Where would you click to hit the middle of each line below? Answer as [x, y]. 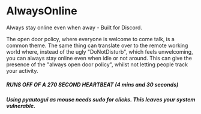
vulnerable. [21, 106]
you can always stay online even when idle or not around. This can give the [99, 58]
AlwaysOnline [42, 11]
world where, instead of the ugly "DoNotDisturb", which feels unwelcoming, [100, 51]
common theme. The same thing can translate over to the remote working [97, 45]
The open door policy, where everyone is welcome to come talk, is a [91, 39]
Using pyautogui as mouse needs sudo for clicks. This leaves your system [101, 99]
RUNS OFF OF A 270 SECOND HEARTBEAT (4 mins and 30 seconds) [92, 84]
